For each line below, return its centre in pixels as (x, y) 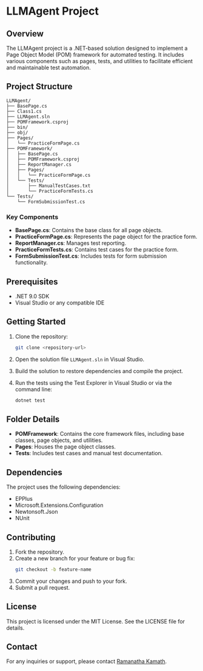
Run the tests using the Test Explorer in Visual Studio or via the (93, 383)
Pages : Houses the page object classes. (65, 447)
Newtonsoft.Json (36, 512)
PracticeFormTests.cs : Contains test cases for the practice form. (97, 250)
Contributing (31, 537)
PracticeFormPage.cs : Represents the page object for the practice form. (106, 237)
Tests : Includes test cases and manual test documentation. (89, 453)
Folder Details (33, 419)
